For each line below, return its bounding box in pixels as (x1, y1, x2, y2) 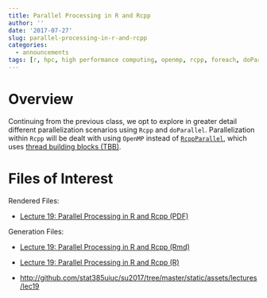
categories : (8, 41, 48, 49)
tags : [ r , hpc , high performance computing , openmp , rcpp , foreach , (8, 56, 240, 64)
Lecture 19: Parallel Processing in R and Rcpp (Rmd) (19, 242, 191, 251)
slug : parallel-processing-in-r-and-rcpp (8, 33, 148, 42)
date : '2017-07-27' (8, 26, 73, 34)
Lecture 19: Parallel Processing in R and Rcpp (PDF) (19, 211, 189, 221)
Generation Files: (8, 226, 64, 236)
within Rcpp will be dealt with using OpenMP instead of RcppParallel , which (8, 133, 248, 143)
